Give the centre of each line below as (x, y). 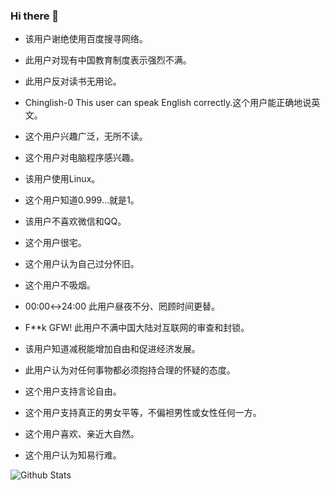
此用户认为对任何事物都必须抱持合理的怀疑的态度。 (130, 370)
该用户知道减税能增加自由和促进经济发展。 (112, 349)
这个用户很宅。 (55, 243)
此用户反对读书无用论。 (73, 81)
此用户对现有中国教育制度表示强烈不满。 (108, 60)
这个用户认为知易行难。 (73, 455)
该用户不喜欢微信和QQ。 (75, 221)
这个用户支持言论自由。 (73, 391)
